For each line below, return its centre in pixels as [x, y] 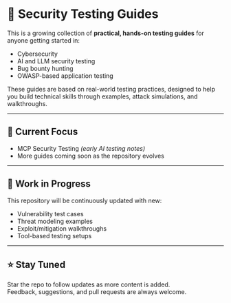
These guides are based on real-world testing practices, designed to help [111, 89]
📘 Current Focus [43, 132]
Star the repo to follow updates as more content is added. [89, 284]
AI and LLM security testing [56, 61]
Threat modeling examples [55, 221]
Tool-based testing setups [54, 236]
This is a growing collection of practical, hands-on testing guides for [106, 33]
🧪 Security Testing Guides [83, 14]
